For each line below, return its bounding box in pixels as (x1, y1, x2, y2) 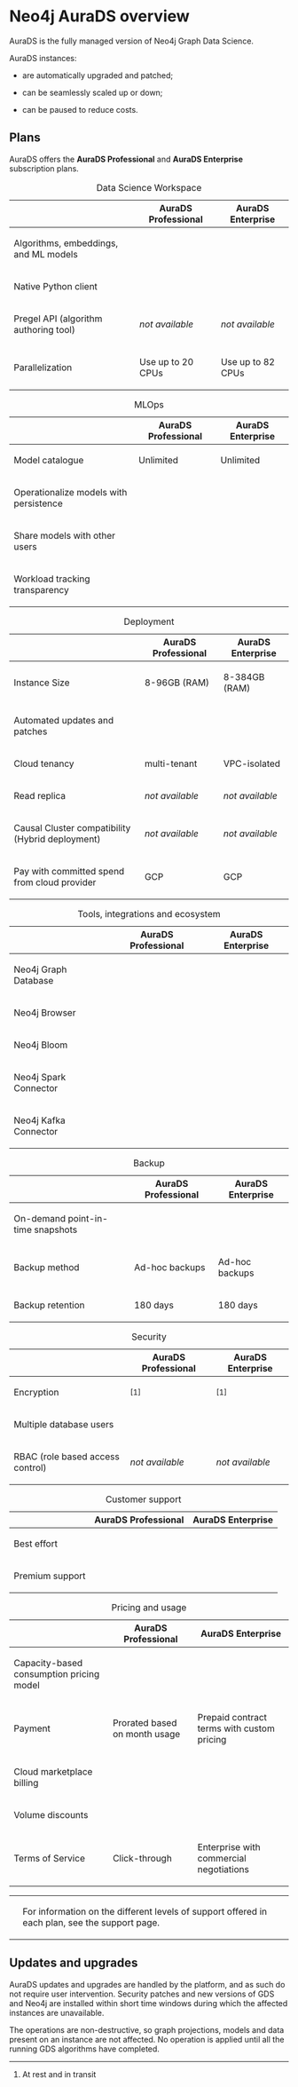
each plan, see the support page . (22, 1916, 161, 1928)
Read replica (13, 789, 67, 802)
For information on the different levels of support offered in (22, 1905, 268, 1917)
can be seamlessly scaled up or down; (21, 87, 163, 98)
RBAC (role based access (13, 1450, 120, 1462)
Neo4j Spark (13, 1071, 67, 1083)
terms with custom (197, 1722, 275, 1735)
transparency (13, 583, 69, 596)
